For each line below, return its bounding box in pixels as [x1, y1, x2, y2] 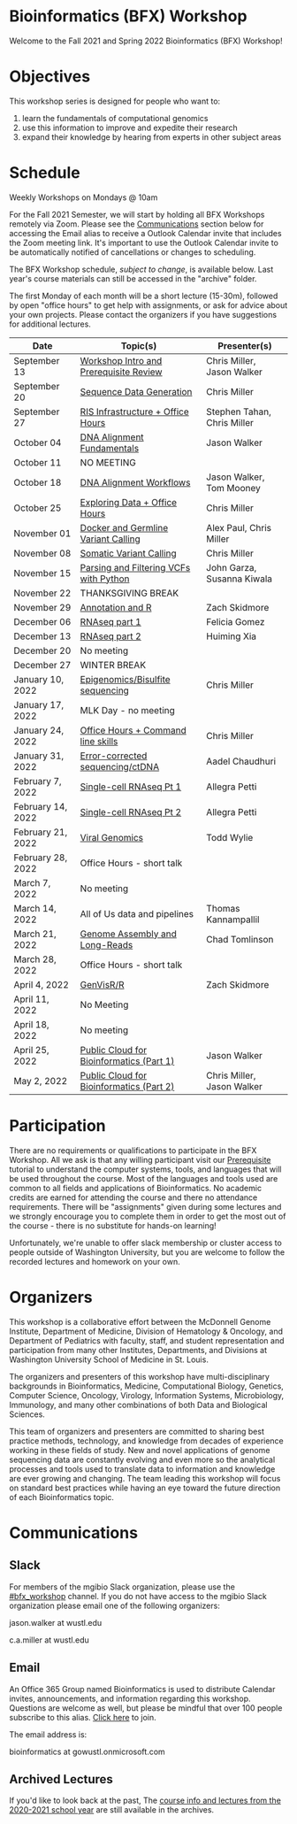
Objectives [9, 66, 91, 87]
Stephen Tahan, [206, 405, 271, 418]
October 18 [13, 476, 62, 489]
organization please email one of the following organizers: [9, 1600, 221, 1611]
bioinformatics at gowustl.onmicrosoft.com [9, 1746, 165, 1757]
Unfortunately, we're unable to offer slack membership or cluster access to [9, 1237, 283, 1248]
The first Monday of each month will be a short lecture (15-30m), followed [9, 290, 278, 301]
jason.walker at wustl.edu [9, 1617, 103, 1628]
